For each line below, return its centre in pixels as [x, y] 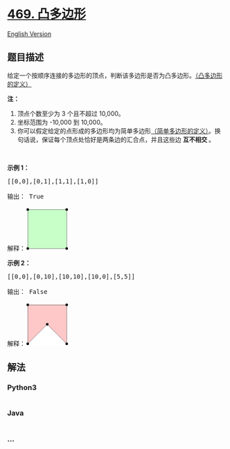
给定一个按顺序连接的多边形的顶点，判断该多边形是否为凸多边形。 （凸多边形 [115, 75]
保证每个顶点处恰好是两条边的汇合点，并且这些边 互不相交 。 [128, 139]
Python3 [22, 387]
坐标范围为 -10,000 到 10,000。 [62, 122]
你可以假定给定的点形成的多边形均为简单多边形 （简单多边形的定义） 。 [116, 131]
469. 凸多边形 [47, 14]
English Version [29, 34]
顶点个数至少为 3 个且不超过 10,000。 [71, 113]
